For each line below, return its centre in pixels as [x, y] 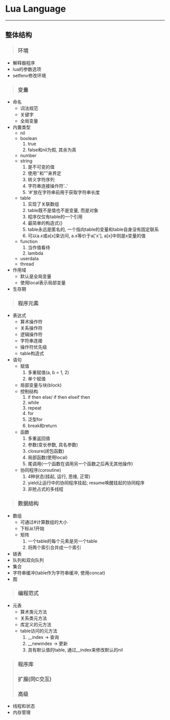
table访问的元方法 [39, 631]
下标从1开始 [32, 528]
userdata [29, 258]
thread [27, 264]
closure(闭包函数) [46, 451]
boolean [29, 138]
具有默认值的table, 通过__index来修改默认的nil [75, 649]
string [26, 161]
